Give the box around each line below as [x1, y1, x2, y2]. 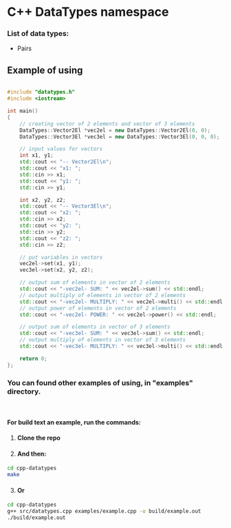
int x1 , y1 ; [19, 152, 54, 159]
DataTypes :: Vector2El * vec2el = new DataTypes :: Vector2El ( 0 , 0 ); [19, 127, 211, 134]
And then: [16, 449, 47, 458]
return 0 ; [19, 355, 48, 362]
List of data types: [7, 29, 69, 39]
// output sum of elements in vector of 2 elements [19, 279, 170, 286]
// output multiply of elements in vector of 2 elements [19, 292, 186, 298]
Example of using [7, 64, 83, 76]
